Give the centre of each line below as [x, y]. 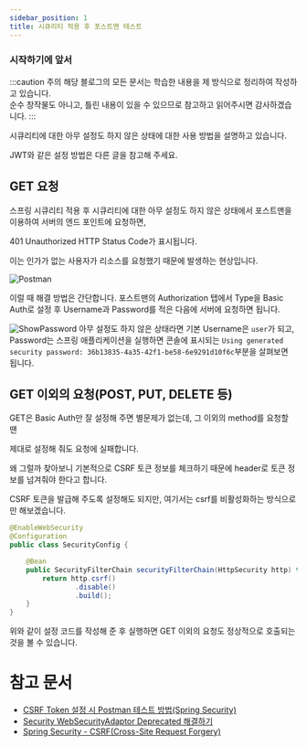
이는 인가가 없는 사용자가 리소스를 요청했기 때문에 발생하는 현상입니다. [134, 261]
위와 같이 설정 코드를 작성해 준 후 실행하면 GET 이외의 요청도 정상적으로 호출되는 [153, 631]
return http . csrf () [79, 578]
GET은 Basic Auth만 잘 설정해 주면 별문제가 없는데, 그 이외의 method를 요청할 [149, 418]
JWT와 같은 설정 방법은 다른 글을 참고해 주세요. [94, 155]
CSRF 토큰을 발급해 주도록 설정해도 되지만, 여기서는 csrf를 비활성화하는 [137, 499]
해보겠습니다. [42, 511]
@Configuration [38, 537]
